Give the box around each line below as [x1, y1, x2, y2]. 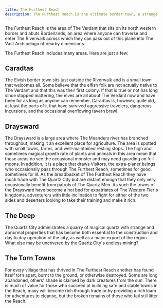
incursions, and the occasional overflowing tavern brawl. [5, 108, 119, 114]
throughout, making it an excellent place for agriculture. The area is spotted [5, 140, 157, 146]
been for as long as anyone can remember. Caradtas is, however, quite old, [5, 98, 156, 104]
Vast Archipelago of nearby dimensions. [5, 40, 86, 46]
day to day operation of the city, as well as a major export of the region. [5, 234, 148, 240]
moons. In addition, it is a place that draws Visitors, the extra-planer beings [5, 161, 156, 167]
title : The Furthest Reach [5, 7, 60, 12]
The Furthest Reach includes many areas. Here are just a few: [5, 50, 129, 56]
